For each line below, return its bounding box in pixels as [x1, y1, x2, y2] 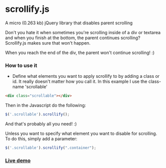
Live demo [5, 157, 31, 164]
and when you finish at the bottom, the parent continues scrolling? [5, 35, 140, 41]
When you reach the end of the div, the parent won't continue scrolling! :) [5, 50, 155, 56]
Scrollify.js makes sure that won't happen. [5, 40, 91, 46]
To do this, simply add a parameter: [5, 135, 78, 142]
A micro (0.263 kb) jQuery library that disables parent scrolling [5, 20, 133, 26]
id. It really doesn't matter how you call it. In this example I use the [12, 78, 148, 85]
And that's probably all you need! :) [5, 120, 77, 127]
